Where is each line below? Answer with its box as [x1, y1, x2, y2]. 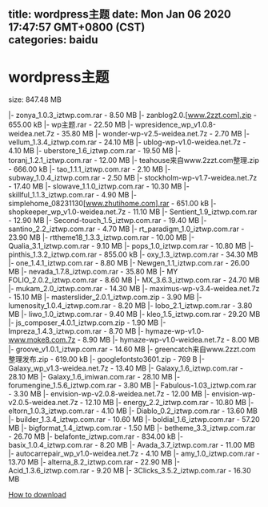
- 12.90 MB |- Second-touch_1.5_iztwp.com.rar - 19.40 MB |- [8, 216, 207, 225]
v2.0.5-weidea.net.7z [8, 398, 78, 408]
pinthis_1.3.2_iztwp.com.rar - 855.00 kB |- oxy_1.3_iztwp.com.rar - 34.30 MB [8, 249, 258, 259]
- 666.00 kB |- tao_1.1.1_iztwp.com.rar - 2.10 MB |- [8, 164, 171, 174]
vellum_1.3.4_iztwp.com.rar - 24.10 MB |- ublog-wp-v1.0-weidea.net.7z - [8, 137, 246, 147]
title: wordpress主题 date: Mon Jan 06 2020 [8, 7, 232, 22]
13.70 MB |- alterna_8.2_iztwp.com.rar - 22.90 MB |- [8, 457, 180, 467]
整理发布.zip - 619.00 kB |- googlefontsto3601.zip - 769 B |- [8, 355, 206, 364]
